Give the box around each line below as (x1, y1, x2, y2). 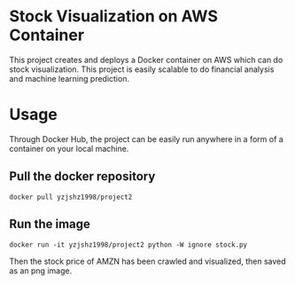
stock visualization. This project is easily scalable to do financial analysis (9, 64, 275, 75)
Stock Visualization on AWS (9, 6, 219, 27)
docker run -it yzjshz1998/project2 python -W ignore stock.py (9, 240, 248, 249)
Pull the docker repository (9, 169, 156, 184)
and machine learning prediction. (9, 73, 130, 83)
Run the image (9, 217, 91, 232)
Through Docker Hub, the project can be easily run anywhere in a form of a (9, 133, 283, 144)
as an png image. (9, 265, 73, 276)
